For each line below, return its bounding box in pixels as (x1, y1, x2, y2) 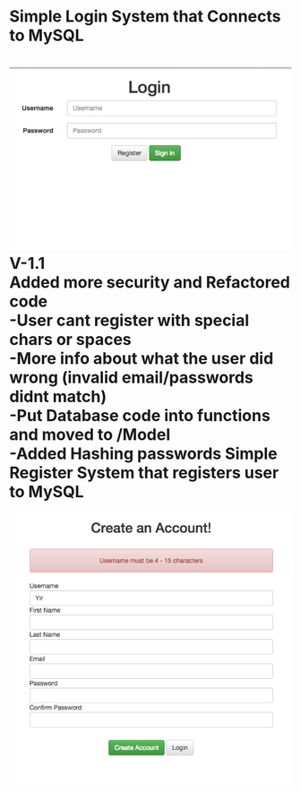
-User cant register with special (9, 310, 250, 331)
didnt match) (9, 386, 107, 407)
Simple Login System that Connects (9, 6, 281, 27)
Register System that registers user (9, 462, 279, 483)
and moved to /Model (9, 424, 171, 444)
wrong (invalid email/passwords (9, 367, 254, 387)
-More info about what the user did (9, 348, 274, 368)
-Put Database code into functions (9, 405, 271, 426)
